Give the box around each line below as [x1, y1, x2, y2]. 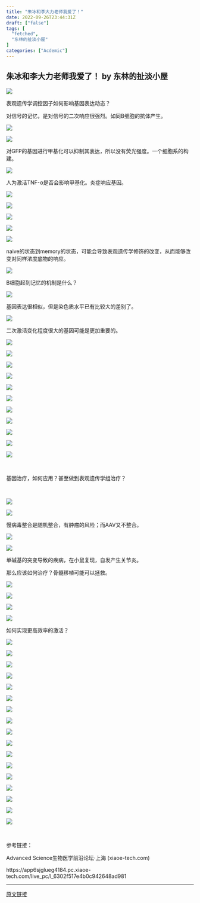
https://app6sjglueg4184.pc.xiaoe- [6, 866, 91, 873]
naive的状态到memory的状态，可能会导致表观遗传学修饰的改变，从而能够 [6, 248, 186, 255]
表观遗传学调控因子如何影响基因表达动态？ [6, 99, 111, 106]
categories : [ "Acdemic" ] [6, 48, 68, 54]
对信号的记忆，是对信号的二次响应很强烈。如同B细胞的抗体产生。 [6, 112, 167, 120]
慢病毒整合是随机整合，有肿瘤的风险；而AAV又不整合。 [6, 521, 142, 528]
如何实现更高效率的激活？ [6, 626, 69, 634]
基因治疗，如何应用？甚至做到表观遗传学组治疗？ [6, 474, 126, 481]
